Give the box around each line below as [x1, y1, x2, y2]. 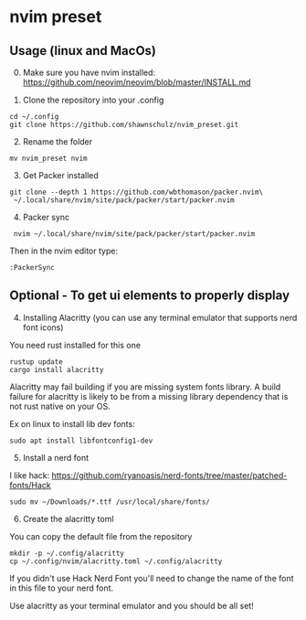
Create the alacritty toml [22, 513, 114, 524]
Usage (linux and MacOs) [9, 43, 157, 59]
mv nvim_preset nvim [9, 154, 89, 163]
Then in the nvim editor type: [9, 245, 119, 256]
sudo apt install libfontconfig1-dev [9, 436, 153, 445]
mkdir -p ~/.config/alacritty [9, 549, 125, 558]
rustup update [9, 357, 64, 367]
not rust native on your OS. [9, 401, 111, 412]
